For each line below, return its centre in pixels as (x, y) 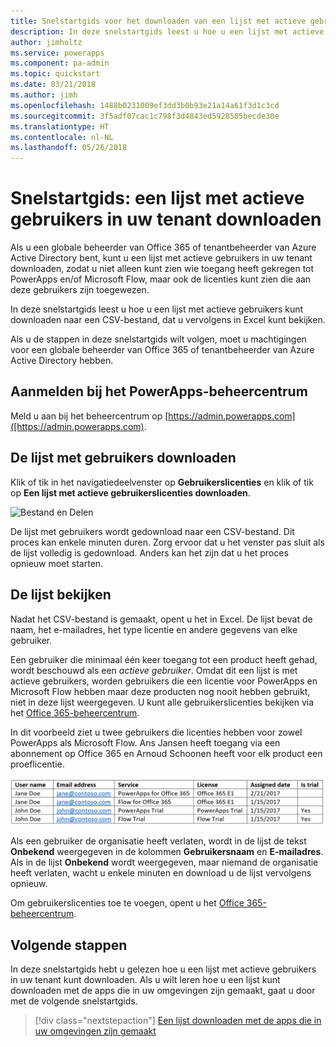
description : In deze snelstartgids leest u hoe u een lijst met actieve (167, 31)
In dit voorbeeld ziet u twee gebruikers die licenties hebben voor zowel (156, 732)
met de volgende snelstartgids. (74, 1001)
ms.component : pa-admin (60, 63)
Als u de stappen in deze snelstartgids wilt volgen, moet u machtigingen (158, 339)
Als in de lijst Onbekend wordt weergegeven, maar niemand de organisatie (164, 862)
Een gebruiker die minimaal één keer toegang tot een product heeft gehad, (164, 659)
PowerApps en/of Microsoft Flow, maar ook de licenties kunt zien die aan (161, 279)
